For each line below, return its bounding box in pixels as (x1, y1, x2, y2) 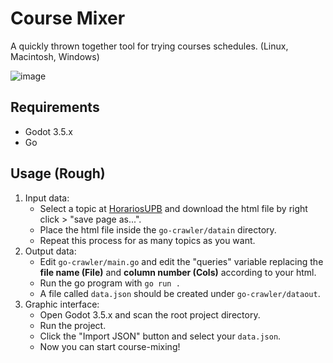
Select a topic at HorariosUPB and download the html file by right (39, 202, 308, 214)
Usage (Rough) (10, 165, 106, 182)
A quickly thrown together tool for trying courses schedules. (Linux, (10, 40, 289, 52)
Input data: (24, 192, 70, 204)
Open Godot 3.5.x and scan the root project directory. (39, 308, 261, 321)
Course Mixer (10, 7, 126, 30)
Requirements (10, 99, 100, 116)
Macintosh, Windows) (10, 50, 100, 62)
